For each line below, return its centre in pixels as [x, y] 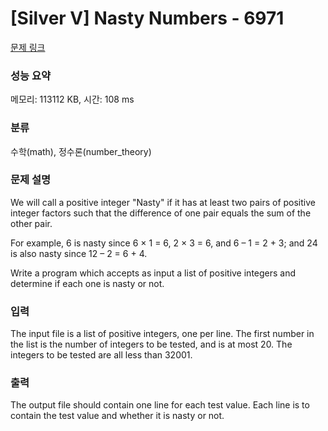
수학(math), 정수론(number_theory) [81, 151]
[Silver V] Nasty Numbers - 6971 [147, 18]
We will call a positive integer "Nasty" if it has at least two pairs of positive [163, 202]
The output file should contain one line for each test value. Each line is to [160, 405]
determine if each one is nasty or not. [87, 283]
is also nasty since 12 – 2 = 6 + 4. [79, 253]
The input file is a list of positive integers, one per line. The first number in [162, 334]
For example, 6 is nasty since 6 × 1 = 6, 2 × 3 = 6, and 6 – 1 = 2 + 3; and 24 [164, 243]
